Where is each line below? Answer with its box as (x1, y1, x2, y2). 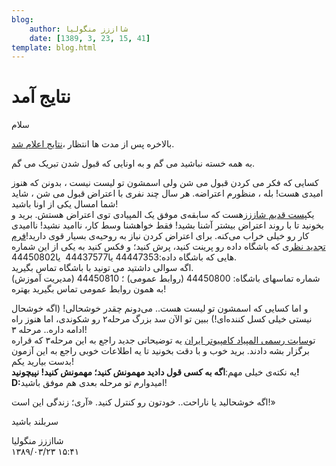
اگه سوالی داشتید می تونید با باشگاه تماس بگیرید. (11, 262, 194, 274)
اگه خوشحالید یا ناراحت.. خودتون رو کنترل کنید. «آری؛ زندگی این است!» (11, 396, 276, 408)
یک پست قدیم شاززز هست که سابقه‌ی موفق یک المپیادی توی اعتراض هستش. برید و (11, 209, 315, 221)
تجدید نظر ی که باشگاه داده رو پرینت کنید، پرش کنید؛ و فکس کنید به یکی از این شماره (11, 241, 326, 253)
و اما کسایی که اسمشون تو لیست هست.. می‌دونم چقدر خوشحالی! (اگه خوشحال (11, 302, 309, 315)
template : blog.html (11, 42, 98, 53)
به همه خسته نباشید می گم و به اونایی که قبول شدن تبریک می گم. (11, 157, 256, 170)
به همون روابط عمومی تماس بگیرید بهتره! (11, 283, 167, 295)
